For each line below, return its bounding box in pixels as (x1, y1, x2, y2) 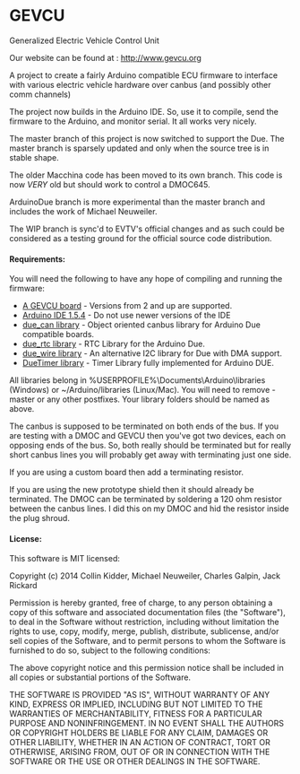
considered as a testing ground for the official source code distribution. (9, 232, 272, 243)
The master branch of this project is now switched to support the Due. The (9, 133, 285, 143)
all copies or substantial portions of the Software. (9, 672, 191, 683)
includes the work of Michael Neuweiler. (9, 205, 158, 216)
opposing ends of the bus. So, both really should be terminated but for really (9, 440, 292, 451)
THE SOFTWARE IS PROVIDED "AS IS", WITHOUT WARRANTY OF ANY (9, 690, 270, 700)
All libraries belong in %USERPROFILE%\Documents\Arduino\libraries (9, 375, 266, 386)
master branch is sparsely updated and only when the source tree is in (9, 143, 270, 153)
